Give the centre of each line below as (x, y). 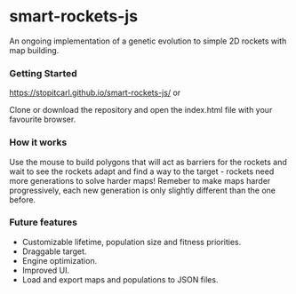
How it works (38, 142)
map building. (34, 50)
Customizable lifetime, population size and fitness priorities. (132, 242)
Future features (44, 222)
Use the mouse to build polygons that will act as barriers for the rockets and (148, 162)
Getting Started (43, 73)
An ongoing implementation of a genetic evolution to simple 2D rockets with (148, 41)
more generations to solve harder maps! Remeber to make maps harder (140, 180)
